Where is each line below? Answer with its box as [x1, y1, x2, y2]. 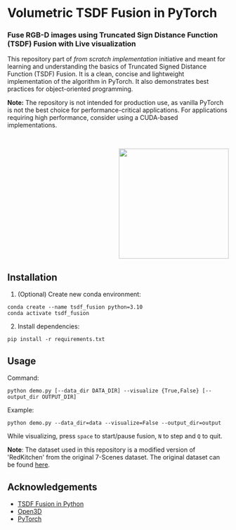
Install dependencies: [17, 322, 80, 331]
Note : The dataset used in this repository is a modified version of [7, 445, 195, 454]
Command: [7, 374, 39, 382]
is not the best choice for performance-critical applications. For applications [7, 106, 228, 114]
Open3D [17, 507, 42, 515]
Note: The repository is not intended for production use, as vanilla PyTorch [7, 99, 224, 107]
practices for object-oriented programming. [7, 85, 133, 93]
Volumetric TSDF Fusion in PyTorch [7, 5, 218, 21]
